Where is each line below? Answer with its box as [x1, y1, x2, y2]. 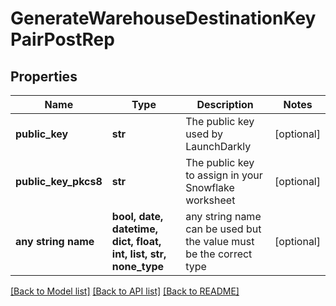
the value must [185, 235, 255, 248]
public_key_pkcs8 [15, 175, 103, 188]
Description [196, 98, 254, 111]
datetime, [111, 222, 159, 236]
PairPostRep [10, 28, 115, 51]
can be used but [185, 222, 262, 236]
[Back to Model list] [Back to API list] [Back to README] [10, 285, 240, 297]
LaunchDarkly [185, 140, 252, 153]
